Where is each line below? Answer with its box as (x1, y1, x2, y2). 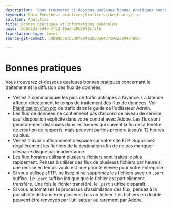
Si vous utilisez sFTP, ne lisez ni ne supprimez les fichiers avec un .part (12, 170, 164, 176)
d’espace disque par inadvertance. (12, 148, 85, 154)
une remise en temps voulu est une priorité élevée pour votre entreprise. (12, 164, 165, 170)
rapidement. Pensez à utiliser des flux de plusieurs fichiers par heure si (12, 159, 162, 165)
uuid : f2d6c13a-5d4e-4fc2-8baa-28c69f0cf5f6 (5, 26, 101, 32)
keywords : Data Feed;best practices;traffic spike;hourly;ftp (5, 12, 140, 17)
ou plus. (12, 132, 30, 138)
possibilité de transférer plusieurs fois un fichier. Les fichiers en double (12, 191, 162, 197)
